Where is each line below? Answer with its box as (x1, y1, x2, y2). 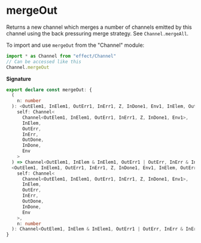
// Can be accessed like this (6, 58, 82, 65)
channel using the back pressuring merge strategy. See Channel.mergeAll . (6, 29, 189, 37)
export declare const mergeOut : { (6, 86, 93, 93)
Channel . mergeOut (6, 64, 50, 70)
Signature (6, 75, 32, 82)
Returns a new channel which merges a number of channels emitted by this (6, 23, 193, 31)
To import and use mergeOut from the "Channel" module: (6, 41, 145, 49)
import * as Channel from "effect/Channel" (6, 53, 117, 59)
